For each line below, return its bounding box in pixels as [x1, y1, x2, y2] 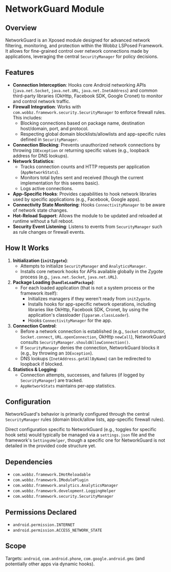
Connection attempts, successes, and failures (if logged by [20, 372, 144, 378]
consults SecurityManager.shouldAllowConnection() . [20, 339, 130, 345]
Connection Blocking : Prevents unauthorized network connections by [12, 141, 161, 148]
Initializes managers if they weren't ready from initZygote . [28, 295, 152, 301]
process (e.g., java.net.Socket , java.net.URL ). [20, 274, 118, 280]
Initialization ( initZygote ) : [12, 257, 68, 263]
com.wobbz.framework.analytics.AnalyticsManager [12, 483, 118, 488]
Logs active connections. [20, 185, 74, 191]
